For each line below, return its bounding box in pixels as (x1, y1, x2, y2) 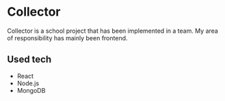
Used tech (7, 54, 52, 66)
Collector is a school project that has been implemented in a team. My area (7, 27, 219, 35)
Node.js (16, 79, 40, 87)
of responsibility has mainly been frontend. (7, 33, 128, 42)
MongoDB (16, 86, 46, 94)
